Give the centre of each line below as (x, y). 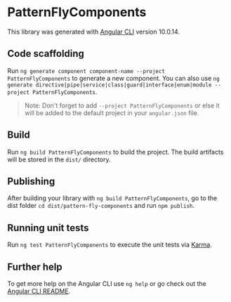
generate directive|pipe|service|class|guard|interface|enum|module (110, 85)
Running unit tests (48, 228)
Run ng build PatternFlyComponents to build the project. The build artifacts (115, 152)
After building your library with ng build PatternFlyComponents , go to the (112, 198)
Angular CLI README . (39, 291)
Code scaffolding (46, 54)
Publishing (31, 181)
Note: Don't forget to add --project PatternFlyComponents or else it (122, 105)
